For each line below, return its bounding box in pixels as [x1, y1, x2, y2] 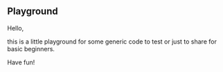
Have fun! [7, 58, 35, 66]
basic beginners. [7, 44, 55, 53]
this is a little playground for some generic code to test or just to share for [7, 37, 217, 46]
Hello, [7, 24, 24, 32]
